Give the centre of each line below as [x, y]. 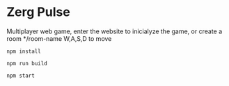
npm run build [27, 63]
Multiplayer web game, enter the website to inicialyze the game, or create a [114, 31]
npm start [21, 76]
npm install [24, 51]
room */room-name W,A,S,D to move [59, 38]
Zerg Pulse [38, 12]
